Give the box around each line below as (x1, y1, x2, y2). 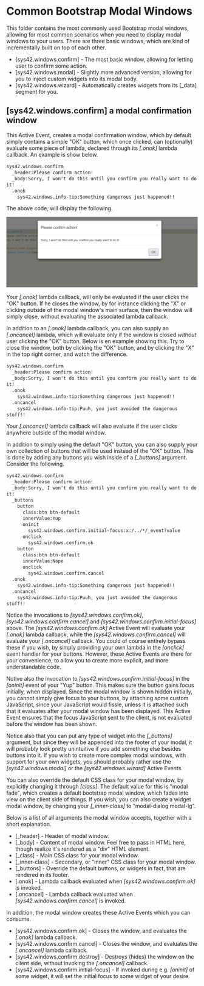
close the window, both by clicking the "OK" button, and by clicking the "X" (6, 344, 194, 351)
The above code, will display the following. (6, 204, 113, 211)
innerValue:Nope (22, 558, 64, 564)
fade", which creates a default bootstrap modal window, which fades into (6, 789, 189, 796)
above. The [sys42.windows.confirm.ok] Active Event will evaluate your (6, 624, 186, 631)
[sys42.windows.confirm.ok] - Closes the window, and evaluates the (15, 927, 187, 934)
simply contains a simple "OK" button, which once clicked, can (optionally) (6, 138, 193, 145)
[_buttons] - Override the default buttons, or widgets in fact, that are (15, 864, 186, 872)
